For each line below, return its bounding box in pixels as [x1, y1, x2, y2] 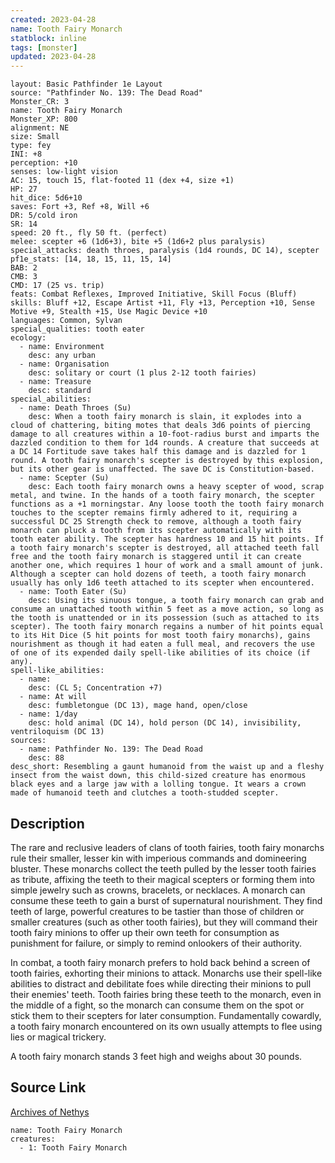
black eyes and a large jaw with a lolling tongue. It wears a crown [10, 779, 307, 790]
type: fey [10, 141, 52, 151]
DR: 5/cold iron [10, 211, 78, 221]
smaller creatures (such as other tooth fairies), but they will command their [10, 916, 318, 928]
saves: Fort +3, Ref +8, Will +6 [10, 202, 150, 212]
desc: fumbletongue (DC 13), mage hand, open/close [28, 701, 248, 711]
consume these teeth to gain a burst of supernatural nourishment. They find [10, 894, 323, 906]
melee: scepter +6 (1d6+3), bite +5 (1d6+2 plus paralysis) [10, 237, 267, 247]
